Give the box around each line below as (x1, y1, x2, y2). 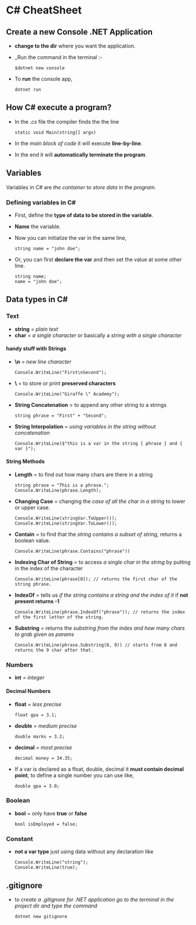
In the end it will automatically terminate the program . (14, 151, 147, 158)
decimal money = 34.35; (14, 755, 73, 761)
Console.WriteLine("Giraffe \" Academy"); (14, 391, 120, 397)
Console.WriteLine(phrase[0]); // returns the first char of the (14, 576, 177, 582)
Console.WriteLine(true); (14, 865, 78, 870)
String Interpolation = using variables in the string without (14, 423, 156, 430)
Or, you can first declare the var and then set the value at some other (14, 256, 183, 263)
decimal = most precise (14, 744, 72, 751)
